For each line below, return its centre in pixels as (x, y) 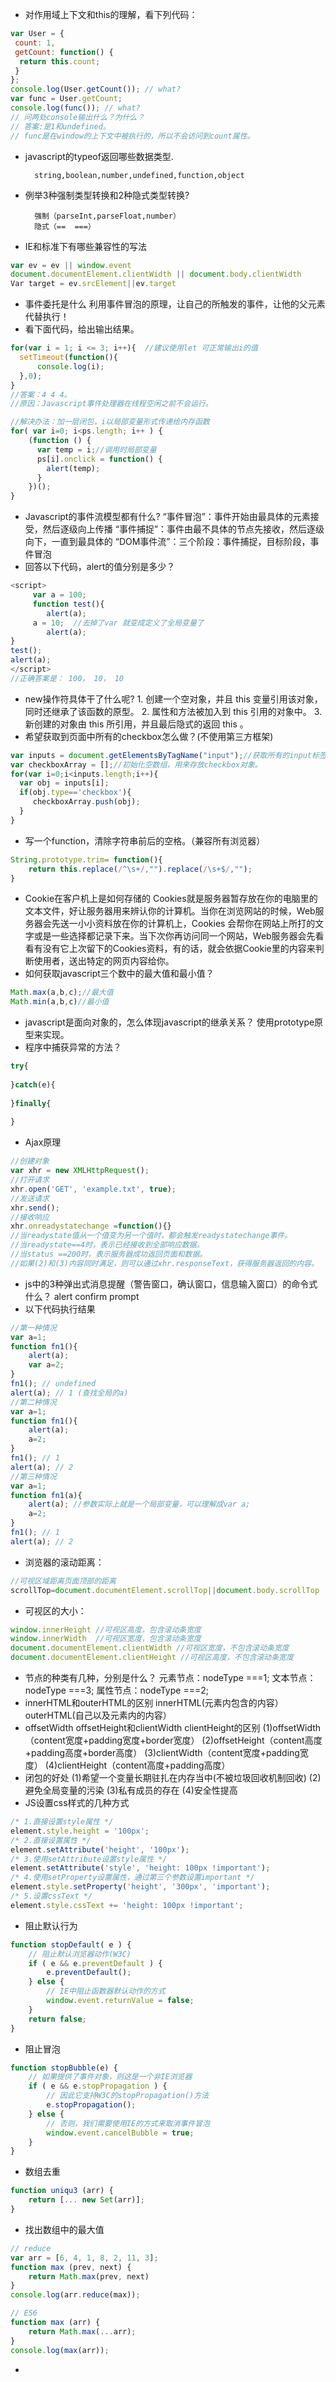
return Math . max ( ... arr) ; (82, 2331)
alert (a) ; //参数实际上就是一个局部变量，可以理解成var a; (139, 1504)
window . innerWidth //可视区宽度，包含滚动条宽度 (106, 1639)
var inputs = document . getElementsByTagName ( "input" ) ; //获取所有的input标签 (168, 755)
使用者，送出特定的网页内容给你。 (104, 961)
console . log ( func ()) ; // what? (75, 108)
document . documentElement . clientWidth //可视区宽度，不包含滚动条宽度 (150, 1648)
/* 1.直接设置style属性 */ (62, 1822)
